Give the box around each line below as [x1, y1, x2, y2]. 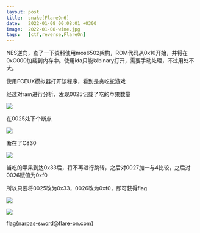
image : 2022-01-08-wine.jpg [6, 26, 80, 32]
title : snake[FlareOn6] [6, 15, 70, 21]
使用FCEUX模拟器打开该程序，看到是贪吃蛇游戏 [6, 78, 126, 85]
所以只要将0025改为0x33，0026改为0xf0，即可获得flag [6, 185, 148, 192]
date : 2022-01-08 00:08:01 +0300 [6, 20, 97, 26]
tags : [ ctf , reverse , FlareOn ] [6, 32, 86, 38]
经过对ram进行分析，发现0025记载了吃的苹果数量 [6, 91, 131, 98]
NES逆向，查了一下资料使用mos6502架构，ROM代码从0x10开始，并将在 [6, 50, 188, 57]
